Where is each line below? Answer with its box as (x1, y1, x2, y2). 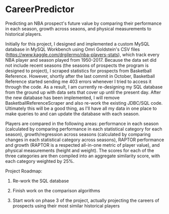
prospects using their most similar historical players (12, 202, 120, 208)
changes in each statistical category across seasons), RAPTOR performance (5, 137, 164, 143)
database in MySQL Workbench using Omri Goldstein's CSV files (5, 46, 140, 52)
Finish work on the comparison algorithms (12, 187, 100, 193)
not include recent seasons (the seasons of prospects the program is (5, 62, 149, 68)
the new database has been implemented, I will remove (5, 95, 120, 101)
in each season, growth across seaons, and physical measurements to (5, 25, 152, 31)
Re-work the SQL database (12, 178, 69, 184)
